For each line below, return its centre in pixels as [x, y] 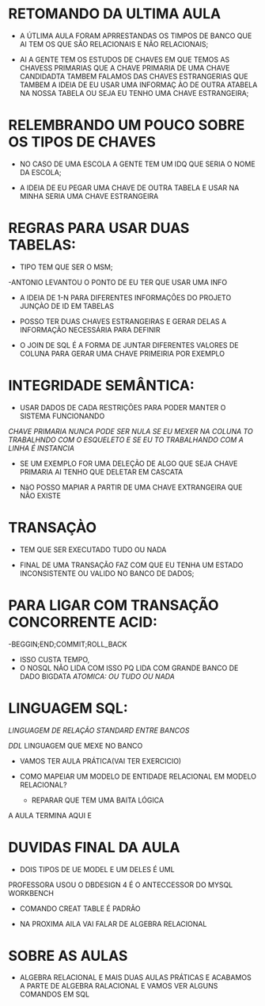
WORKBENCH [31, 893]
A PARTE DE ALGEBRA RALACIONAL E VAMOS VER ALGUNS [119, 986]
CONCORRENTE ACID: [83, 622]
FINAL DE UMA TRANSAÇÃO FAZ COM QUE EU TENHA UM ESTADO [131, 565]
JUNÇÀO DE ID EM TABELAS [67, 306]
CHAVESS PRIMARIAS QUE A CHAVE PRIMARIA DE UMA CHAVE [125, 67]
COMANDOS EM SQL [54, 994]
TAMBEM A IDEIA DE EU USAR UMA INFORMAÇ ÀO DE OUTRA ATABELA [138, 85]
